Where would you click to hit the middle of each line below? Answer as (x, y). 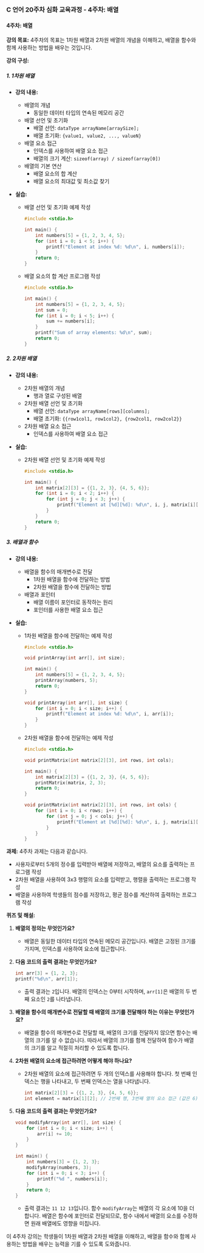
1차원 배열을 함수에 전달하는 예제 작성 (68, 636)
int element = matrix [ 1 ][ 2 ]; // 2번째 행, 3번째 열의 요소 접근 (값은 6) (111, 1098)
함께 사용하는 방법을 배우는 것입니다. (49, 48)
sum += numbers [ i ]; (70, 321)
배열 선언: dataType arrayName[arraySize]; (86, 128)
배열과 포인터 (40, 594)
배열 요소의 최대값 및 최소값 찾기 (71, 182)
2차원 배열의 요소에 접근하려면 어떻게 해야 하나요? (73, 1061)
